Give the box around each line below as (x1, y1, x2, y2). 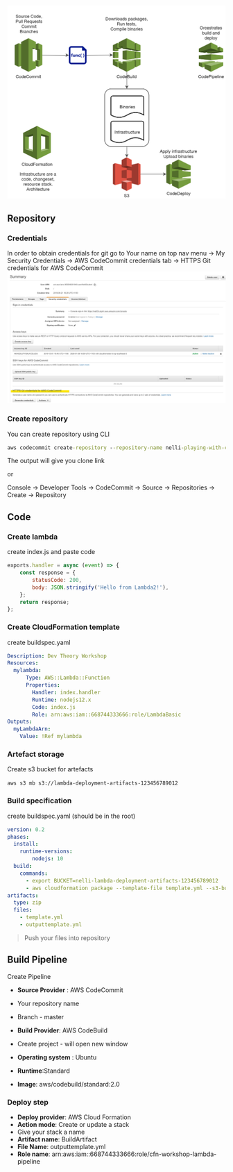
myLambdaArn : (13, 726, 51, 732)
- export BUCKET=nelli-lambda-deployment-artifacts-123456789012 (25, 877, 218, 884)
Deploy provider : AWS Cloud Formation (17, 1113, 132, 1121)
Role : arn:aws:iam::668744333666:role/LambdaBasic (32, 711, 182, 718)
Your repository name (17, 999, 80, 1007)
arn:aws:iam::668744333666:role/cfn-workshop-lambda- (51, 1150, 217, 1158)
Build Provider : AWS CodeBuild (17, 1026, 108, 1035)
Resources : (7, 660, 39, 667)
